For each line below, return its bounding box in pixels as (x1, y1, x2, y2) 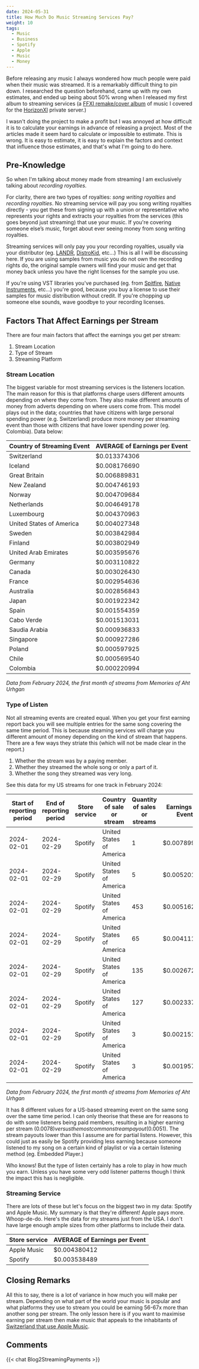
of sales (133, 802, 156, 811)
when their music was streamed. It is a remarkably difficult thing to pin (6, 81, 178, 88)
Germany (9, 558, 35, 567)
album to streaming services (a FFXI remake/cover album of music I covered (6, 100, 192, 107)
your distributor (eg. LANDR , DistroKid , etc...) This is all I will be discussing (6, 249, 188, 256)
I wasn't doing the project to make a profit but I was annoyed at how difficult (6, 117, 192, 125)
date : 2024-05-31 (6, 8, 49, 15)
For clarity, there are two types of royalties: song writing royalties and (6, 193, 176, 201)
